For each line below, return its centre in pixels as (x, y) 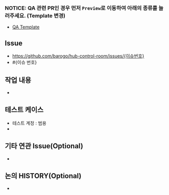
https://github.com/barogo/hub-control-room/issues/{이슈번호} (78, 56)
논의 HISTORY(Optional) (43, 176)
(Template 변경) (46, 15)
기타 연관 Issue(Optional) (44, 146)
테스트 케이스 (24, 110)
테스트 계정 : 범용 (29, 123)
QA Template (26, 27)
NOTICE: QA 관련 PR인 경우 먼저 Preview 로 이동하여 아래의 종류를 (81, 8)
